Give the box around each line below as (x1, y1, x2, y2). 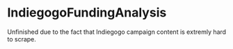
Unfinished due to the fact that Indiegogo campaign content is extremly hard (7, 28, 227, 36)
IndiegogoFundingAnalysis (7, 5, 167, 21)
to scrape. (7, 35, 37, 43)
